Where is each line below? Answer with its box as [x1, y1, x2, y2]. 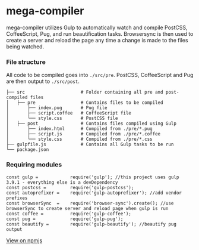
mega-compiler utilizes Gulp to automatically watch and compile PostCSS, [6, 24, 188, 31]
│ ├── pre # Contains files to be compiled [6, 100, 163, 106]
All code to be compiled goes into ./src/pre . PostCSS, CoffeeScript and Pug [6, 72, 194, 79]
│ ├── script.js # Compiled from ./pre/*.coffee [6, 131, 161, 137]
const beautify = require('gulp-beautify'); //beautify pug [6, 221, 177, 227]
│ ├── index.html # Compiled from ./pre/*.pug [6, 126, 153, 132]
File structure [6, 58, 46, 66]
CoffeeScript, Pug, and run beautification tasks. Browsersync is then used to [6, 30, 194, 37]
